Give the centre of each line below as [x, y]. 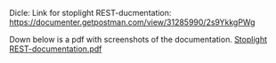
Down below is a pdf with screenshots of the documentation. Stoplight [138, 39]
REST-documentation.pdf [56, 49]
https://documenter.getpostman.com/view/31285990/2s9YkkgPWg [132, 22]
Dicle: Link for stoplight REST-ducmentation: [90, 13]
